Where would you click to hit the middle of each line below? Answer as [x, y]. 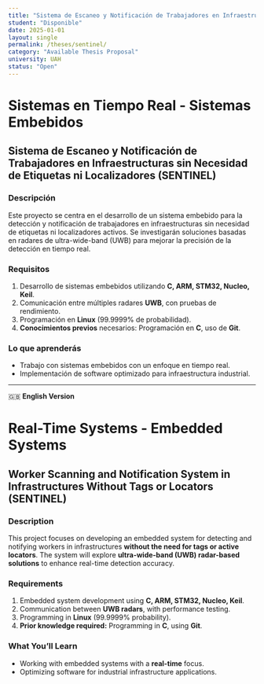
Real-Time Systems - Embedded [115, 428]
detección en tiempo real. [49, 248]
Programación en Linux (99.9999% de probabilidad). [105, 319]
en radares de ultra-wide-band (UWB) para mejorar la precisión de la [120, 240]
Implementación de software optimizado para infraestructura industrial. [135, 373]
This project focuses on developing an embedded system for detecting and [130, 539]
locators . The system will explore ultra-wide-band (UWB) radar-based [124, 555]
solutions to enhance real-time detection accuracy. [92, 564]
